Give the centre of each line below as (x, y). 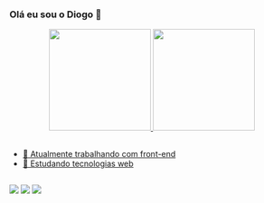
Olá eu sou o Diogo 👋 (56, 14)
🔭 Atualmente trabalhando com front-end (99, 153)
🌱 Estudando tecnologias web (78, 163)
